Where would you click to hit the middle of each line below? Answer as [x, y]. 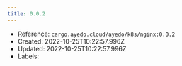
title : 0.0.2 [27, 14]
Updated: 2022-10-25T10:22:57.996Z [72, 48]
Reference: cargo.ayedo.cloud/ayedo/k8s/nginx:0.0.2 [96, 34]
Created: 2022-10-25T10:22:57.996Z [71, 41]
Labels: [28, 56]
